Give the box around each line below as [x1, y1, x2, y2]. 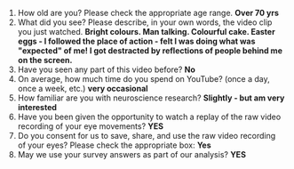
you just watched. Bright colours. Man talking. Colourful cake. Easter [17, 27, 275, 36]
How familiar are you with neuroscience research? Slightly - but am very [17, 93, 285, 103]
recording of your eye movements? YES [17, 121, 164, 132]
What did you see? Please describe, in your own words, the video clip [17, 17, 273, 28]
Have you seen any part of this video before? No [17, 64, 195, 75]
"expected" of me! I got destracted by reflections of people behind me [17, 45, 282, 56]
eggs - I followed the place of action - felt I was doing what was [17, 36, 256, 46]
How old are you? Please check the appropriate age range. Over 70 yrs [17, 8, 280, 18]
